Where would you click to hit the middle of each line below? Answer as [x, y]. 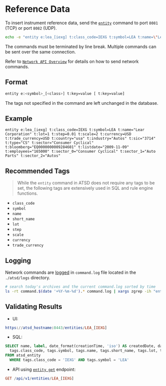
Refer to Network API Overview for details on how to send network [72, 61]
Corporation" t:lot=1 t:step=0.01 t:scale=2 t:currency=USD [68, 134]
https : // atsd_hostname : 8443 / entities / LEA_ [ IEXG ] [56, 328]
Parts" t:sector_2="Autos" [33, 156]
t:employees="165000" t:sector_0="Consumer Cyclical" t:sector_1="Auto [80, 152]
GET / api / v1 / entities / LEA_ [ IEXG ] [40, 378]
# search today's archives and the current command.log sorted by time [80, 287]
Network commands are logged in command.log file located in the [71, 272]
